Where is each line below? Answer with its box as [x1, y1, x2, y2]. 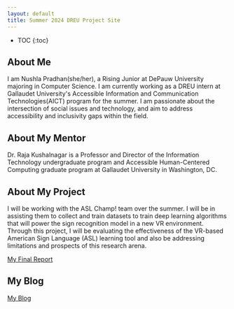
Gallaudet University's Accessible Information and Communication [7, 89, 199, 98]
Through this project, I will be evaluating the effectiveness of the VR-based [7, 227, 224, 235]
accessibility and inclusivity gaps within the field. [7, 112, 149, 120]
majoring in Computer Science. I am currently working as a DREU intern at [7, 82, 221, 91]
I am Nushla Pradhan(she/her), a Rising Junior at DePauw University [7, 75, 205, 83]
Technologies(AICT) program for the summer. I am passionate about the [7, 97, 215, 106]
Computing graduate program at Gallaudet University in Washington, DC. [7, 166, 217, 174]
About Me [7, 56, 51, 68]
